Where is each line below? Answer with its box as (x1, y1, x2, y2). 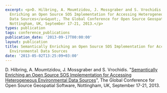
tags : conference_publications (5, 30, 70, 35)
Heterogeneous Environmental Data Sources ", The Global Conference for (5, 77, 155, 83)
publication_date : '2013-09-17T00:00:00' (5, 35, 92, 40)
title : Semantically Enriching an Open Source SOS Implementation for (5, 44, 155, 49)
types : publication (5, 26, 46, 31)
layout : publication (5, 40, 48, 45)
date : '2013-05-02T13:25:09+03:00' (5, 53, 79, 58)
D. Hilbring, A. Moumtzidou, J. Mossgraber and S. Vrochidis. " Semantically (5, 67, 158, 73)
